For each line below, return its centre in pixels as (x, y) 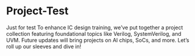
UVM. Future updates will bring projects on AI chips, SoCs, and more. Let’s (98, 40)
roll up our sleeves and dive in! (44, 46)
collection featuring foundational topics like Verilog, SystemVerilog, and (94, 33)
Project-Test (37, 11)
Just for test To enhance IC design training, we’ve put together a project (95, 27)
